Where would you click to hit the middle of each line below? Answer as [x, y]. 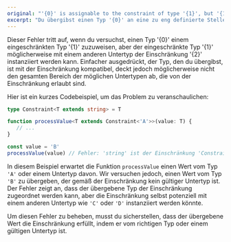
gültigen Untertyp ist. [37, 230]
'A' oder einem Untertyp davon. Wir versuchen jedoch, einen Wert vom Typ [114, 173]
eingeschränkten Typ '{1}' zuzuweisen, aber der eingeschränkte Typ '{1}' [110, 47]
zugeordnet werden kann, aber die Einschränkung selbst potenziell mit [107, 195]
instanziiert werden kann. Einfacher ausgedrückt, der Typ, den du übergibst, [115, 61]
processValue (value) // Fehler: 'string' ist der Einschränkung [101, 153]
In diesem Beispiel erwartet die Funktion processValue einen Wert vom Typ [112, 166]
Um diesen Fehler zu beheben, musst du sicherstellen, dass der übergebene [115, 216]
